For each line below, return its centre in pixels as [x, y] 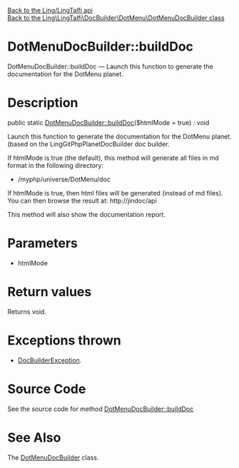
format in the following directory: [55, 165]
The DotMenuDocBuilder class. [53, 457]
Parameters [43, 244]
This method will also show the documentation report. [87, 214]
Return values [50, 292]
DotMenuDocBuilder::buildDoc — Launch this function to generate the [110, 66]
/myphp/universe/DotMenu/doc [64, 179]
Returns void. [27, 311]
